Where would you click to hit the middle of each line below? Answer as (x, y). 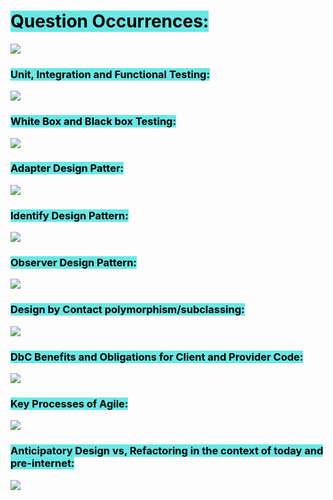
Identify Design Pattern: (69, 215)
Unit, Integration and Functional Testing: (110, 74)
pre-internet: (42, 463)
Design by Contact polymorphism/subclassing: (127, 310)
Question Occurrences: (110, 21)
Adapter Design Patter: (67, 168)
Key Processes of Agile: (69, 403)
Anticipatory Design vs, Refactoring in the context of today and (167, 451)
